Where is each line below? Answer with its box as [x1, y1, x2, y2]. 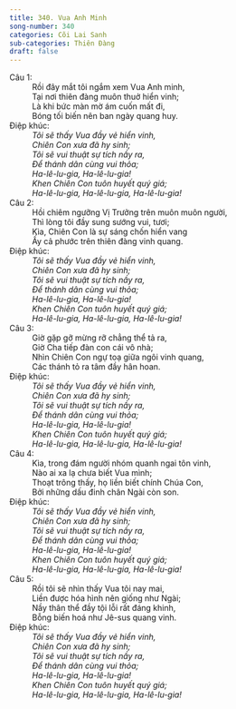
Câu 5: [9, 574, 34, 585]
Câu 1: [9, 72, 33, 83]
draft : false [9, 47, 59, 56]
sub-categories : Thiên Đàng [9, 38, 116, 48]
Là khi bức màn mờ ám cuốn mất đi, [32, 101, 165, 112]
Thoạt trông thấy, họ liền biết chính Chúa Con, [32, 478, 203, 488]
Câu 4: [9, 448, 34, 459]
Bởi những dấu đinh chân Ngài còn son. [32, 487, 179, 497]
